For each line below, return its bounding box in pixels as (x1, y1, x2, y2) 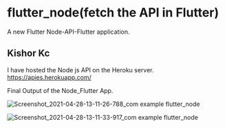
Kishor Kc (7, 47, 50, 59)
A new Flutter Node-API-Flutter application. (7, 28, 130, 36)
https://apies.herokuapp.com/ (7, 73, 92, 81)
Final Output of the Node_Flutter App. (7, 86, 114, 94)
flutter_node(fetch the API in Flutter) (7, 5, 219, 21)
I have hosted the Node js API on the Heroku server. (7, 65, 154, 74)
